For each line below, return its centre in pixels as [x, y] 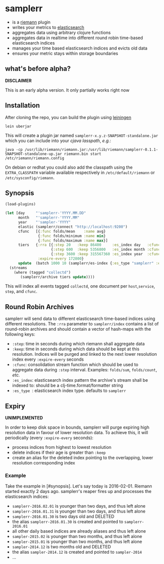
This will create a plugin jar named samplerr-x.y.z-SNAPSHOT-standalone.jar [82, 135]
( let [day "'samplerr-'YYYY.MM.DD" [46, 213]
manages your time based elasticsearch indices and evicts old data [80, 48]
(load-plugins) [20, 204]
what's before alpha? [38, 69]
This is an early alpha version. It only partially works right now [67, 90]
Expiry [15, 406]
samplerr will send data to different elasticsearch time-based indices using [80, 319]
